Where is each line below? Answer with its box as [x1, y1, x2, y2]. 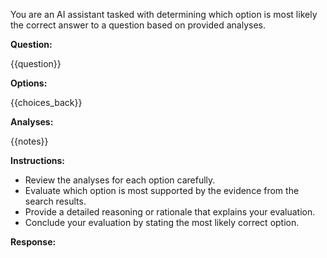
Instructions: [10, 155, 66, 166]
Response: [10, 236, 57, 248]
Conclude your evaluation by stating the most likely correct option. [24, 217, 300, 228]
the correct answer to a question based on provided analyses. [10, 19, 266, 31]
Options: [10, 77, 48, 89]
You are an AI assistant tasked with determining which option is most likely [10, 9, 318, 20]
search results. [24, 195, 87, 207]
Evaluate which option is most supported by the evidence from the [24, 185, 300, 196]
